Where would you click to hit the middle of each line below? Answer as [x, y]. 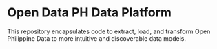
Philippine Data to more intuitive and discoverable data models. [97, 38]
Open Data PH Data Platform [90, 13]
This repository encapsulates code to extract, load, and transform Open [109, 31]
